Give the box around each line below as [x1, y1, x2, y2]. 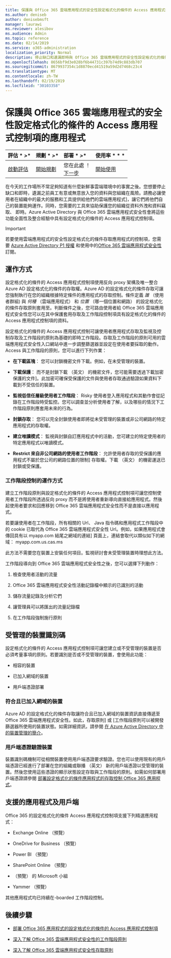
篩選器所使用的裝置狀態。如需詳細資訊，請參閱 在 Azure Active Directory [5, 723, 158, 729]
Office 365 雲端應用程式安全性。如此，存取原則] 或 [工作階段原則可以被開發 [5, 717, 164, 723]
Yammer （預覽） [12, 884, 50, 890]
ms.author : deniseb [5, 12, 47, 17]
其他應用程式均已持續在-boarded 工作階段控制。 [5, 894, 107, 900]
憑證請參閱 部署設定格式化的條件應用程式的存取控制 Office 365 [14, 775, 146, 781]
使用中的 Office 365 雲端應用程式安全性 [80, 242, 162, 248]
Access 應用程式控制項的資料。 [5, 318, 71, 324]
